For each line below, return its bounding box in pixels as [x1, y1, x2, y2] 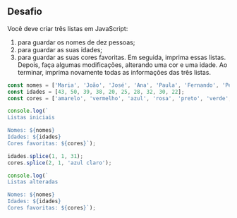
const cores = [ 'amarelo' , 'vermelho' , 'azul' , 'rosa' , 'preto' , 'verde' [7, 95, 229, 102]
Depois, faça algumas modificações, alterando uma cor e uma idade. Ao [17, 60, 228, 69]
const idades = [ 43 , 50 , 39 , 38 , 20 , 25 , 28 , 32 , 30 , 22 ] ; [7, 88, 185, 95]
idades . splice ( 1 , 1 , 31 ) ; [7, 152, 83, 159]
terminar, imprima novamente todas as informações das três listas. [17, 68, 212, 76]
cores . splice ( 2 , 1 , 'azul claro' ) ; [7, 159, 112, 166]
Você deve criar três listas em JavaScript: [7, 24, 128, 32]
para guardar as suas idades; [17, 45, 103, 54]
